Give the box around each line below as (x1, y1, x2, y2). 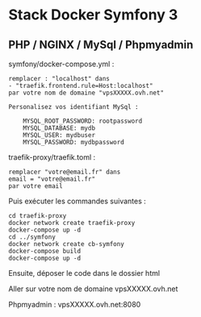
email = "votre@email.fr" (8, 175, 95, 183)
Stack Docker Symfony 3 (8, 6, 178, 24)
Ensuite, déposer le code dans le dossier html (8, 269, 160, 277)
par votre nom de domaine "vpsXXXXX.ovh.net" (8, 89, 164, 97)
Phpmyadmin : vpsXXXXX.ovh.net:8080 (8, 300, 141, 309)
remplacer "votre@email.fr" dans (8, 168, 121, 176)
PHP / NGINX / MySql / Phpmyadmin (8, 38, 194, 52)
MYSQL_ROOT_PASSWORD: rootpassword (23, 117, 143, 125)
